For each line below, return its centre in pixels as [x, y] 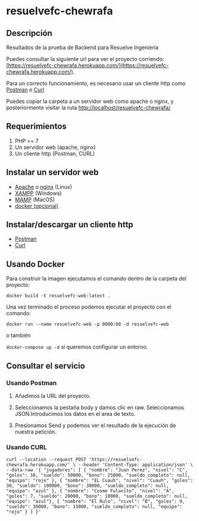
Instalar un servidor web [52, 173]
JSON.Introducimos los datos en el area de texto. [75, 413]
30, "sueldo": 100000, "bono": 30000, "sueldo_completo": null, [88, 486]
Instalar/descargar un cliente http [70, 225]
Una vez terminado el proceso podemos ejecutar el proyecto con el [89, 307]
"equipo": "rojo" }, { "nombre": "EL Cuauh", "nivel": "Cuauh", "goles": [100, 481]
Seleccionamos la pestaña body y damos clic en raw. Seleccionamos [99, 407]
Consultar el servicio [46, 366]
